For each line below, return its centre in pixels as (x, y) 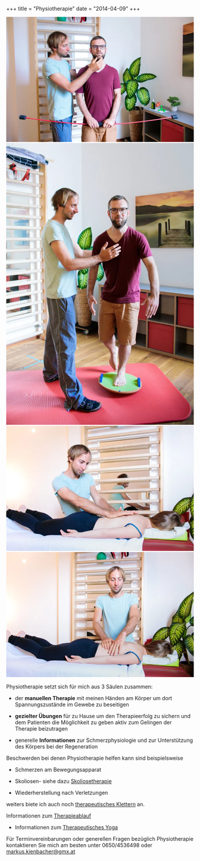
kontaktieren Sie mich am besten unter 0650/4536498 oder (79, 845)
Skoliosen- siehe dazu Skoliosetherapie (63, 781)
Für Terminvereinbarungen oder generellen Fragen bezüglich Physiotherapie (100, 838)
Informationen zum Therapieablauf (49, 816)
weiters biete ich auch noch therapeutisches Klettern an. (75, 804)
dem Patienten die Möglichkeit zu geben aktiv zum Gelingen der (93, 722)
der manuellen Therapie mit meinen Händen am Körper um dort (93, 698)
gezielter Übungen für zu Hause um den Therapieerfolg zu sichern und (103, 716)
